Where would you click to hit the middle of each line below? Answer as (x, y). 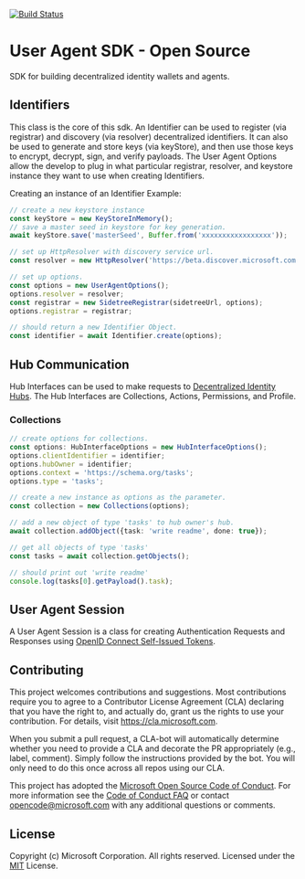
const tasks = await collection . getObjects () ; (100, 556)
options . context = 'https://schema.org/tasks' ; (102, 472)
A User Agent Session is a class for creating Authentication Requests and (147, 631)
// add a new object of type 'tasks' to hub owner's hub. (122, 523)
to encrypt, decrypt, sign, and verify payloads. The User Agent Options (143, 156)
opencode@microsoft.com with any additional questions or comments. (142, 805)
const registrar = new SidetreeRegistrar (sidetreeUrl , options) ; (136, 302)
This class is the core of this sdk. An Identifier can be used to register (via (148, 127)
